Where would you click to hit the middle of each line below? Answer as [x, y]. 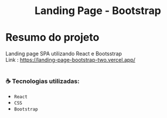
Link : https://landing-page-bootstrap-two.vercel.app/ [71, 60]
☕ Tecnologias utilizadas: [42, 81]
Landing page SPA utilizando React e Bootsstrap [64, 54]
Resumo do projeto [52, 38]
